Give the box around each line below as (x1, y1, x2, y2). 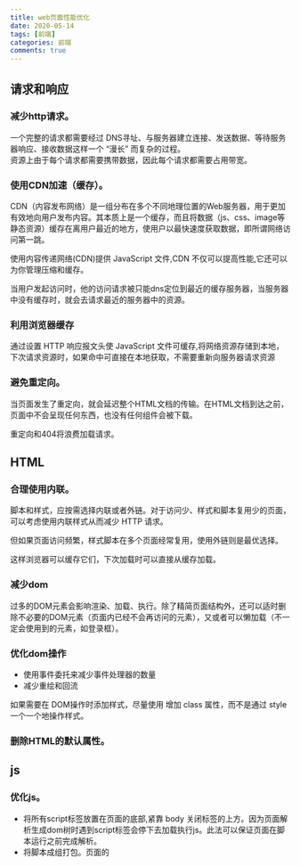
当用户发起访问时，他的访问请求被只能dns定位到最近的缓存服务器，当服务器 (10, 283, 289, 294)
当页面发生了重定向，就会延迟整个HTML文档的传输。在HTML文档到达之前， (10, 398, 289, 409)
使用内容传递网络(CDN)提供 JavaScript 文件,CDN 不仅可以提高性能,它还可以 (10, 253, 288, 264)
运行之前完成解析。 (30, 835, 101, 846)
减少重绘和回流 (22, 680, 78, 690)
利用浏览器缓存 (10, 319, 75, 331)
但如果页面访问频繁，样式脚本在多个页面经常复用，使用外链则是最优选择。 (10, 535, 283, 546)
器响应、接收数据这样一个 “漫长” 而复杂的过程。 (10, 143, 186, 154)
